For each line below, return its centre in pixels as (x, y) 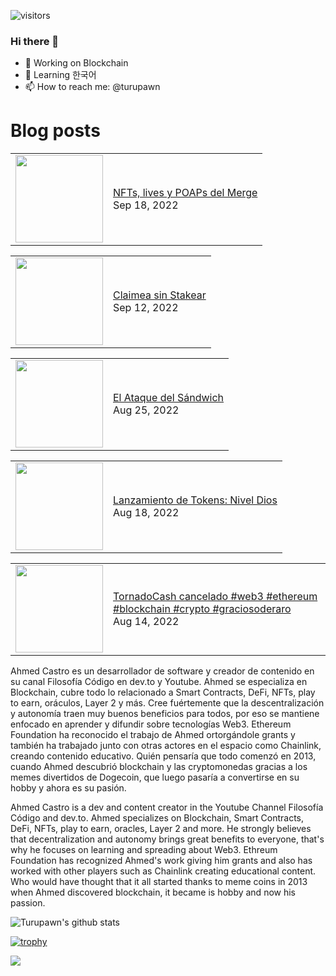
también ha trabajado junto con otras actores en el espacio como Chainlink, (166, 746)
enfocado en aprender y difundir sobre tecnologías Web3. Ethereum (151, 724)
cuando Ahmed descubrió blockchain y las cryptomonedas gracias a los (159, 767)
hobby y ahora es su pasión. (68, 788)
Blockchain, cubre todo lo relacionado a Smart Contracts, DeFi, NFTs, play (163, 692)
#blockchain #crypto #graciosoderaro (202, 609)
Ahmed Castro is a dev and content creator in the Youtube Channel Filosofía (167, 807)
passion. (28, 903)
